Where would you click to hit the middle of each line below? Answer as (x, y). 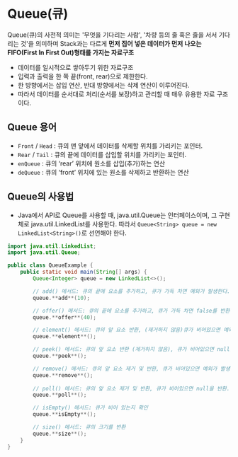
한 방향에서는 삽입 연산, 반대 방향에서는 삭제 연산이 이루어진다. (103, 85)
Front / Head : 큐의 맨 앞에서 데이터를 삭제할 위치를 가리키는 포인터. (110, 146)
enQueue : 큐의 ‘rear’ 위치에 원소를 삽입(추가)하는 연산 (91, 163)
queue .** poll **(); (60, 395)
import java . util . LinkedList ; (52, 246)
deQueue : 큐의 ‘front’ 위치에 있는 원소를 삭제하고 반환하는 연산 (103, 172)
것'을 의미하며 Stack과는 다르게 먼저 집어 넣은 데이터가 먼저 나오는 (111, 43)
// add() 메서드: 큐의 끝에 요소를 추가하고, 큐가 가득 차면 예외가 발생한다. (131, 291)
